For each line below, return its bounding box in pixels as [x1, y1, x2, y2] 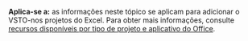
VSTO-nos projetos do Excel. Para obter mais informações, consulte [8, 15, 235, 25]
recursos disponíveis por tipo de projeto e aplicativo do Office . [8, 24, 216, 33]
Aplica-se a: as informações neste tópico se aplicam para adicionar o [8, 7, 240, 16]
